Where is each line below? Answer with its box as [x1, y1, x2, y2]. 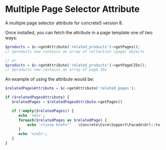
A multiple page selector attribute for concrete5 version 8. [5, 20, 124, 26]
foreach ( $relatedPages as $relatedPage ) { [18, 118, 107, 123]
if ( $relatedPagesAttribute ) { [5, 95, 70, 100]
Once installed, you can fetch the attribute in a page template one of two [5, 29, 153, 35]
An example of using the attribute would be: [5, 76, 94, 82]
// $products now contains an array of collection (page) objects [5, 49, 145, 54]
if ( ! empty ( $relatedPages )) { [11, 108, 74, 113]
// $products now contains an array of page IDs [5, 67, 107, 73]
